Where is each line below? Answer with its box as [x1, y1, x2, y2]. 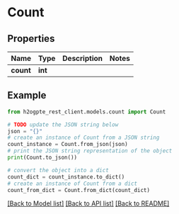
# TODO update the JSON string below [7, 121, 119, 128]
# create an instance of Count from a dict [7, 180, 138, 187]
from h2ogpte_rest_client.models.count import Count [7, 108, 166, 116]
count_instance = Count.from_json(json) [7, 141, 129, 148]
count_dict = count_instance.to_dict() [7, 173, 125, 181]
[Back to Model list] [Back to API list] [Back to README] [7, 199, 170, 208]
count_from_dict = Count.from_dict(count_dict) [7, 186, 151, 193]
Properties [7, 33, 55, 45]
